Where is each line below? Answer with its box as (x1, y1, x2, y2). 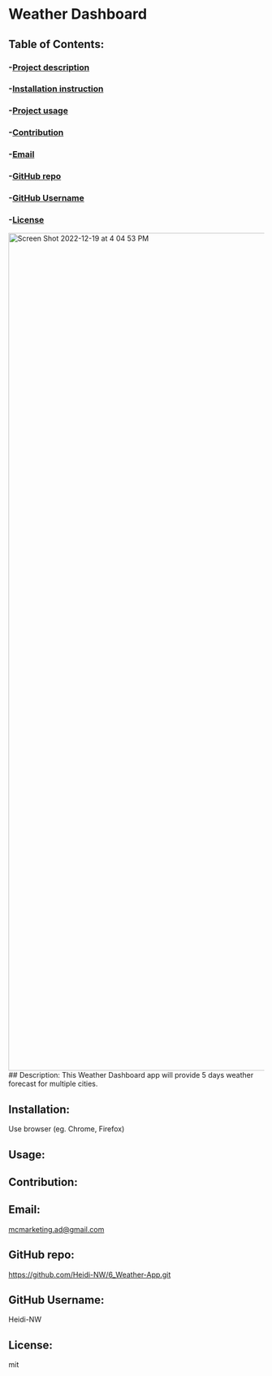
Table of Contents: (8, 37, 105, 51)
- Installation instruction (8, 83, 104, 94)
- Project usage (8, 105, 69, 116)
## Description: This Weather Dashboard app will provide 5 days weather (8, 1070, 254, 1080)
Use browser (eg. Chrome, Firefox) (8, 1124, 125, 1134)
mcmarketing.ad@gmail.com (8, 1224, 105, 1234)
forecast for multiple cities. (8, 1079, 98, 1089)
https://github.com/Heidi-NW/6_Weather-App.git (8, 1270, 171, 1279)
